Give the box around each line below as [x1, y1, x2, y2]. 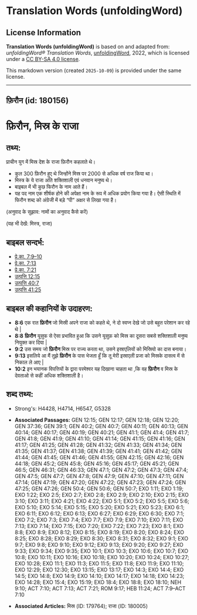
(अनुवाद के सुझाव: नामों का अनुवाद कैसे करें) [6, 209, 89, 216]
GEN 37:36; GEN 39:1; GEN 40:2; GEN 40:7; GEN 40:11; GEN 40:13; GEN [14, 422, 189, 429]
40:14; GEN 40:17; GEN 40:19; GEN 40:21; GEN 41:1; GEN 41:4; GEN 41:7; [14, 429, 189, 436]
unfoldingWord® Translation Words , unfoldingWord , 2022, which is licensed [6, 49, 189, 56]
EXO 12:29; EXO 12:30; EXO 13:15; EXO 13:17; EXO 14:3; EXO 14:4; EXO [14, 566, 184, 573]
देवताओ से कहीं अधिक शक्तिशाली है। [14, 372, 84, 379]
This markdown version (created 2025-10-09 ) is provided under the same [6, 67, 182, 74]
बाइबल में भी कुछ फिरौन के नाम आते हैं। [14, 183, 88, 190]
